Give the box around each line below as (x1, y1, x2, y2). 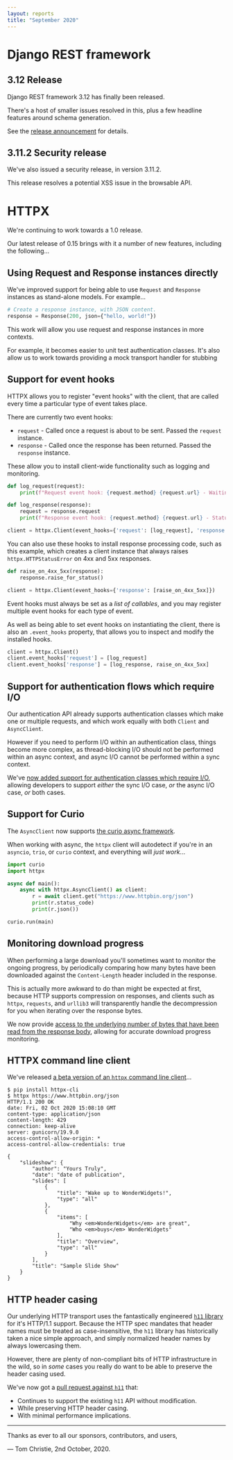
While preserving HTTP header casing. (17, 1404, 129, 1413)
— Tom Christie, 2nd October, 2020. (7, 1445, 111, 1453)
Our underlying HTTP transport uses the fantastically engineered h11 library (7, 1312, 223, 1320)
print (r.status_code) (32, 900, 95, 907)
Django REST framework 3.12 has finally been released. (7, 92, 165, 101)
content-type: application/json (7, 1111, 101, 1118)
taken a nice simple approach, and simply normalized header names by (7, 1334, 211, 1343)
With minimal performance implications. (17, 1411, 131, 1420)
